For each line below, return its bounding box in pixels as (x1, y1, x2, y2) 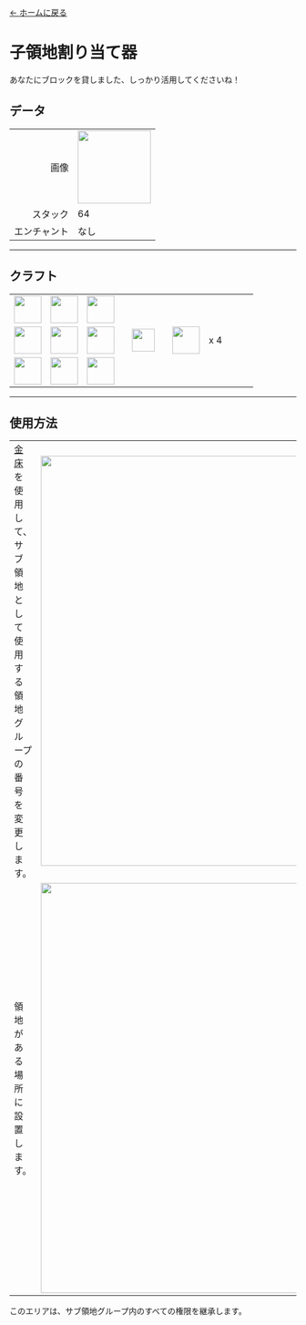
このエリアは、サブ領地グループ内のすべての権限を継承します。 (9, 1306, 248, 1317)
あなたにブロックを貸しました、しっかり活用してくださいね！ (9, 74, 241, 85)
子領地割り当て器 (9, 43, 138, 63)
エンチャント (14, 225, 69, 238)
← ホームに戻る (9, 7, 67, 17)
